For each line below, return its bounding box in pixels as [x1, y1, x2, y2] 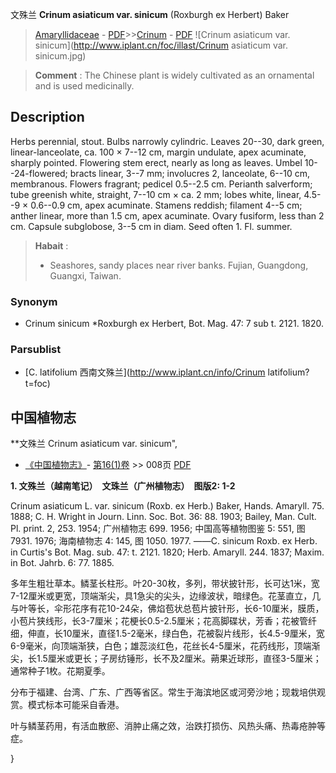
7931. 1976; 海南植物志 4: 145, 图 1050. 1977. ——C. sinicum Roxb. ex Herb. [10, 535, 318, 547]
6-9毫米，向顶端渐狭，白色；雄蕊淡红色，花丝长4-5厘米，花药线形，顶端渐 [10, 640, 321, 652]
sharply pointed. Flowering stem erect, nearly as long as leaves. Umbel [10, 156, 303, 168]
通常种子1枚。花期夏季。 [10, 665, 111, 677]
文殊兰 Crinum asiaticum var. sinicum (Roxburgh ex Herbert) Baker [10, 9, 290, 20]
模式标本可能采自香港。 [27, 699, 125, 711]
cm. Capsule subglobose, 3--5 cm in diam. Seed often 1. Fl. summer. [10, 220, 293, 232]
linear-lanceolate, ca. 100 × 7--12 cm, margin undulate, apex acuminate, [10, 146, 307, 158]
